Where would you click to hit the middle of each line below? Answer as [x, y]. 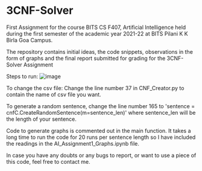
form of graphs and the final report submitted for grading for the [86, 58]
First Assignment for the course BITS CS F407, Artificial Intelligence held [96, 27]
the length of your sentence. [42, 119]
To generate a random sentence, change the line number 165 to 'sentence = [100, 106]
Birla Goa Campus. [30, 40]
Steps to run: [22, 76]
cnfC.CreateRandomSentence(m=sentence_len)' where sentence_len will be [101, 112]
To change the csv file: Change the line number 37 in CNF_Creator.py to [95, 88]
